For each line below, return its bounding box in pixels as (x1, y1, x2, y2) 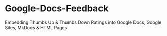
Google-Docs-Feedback (5, 3, 109, 14)
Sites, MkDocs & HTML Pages (5, 24, 68, 30)
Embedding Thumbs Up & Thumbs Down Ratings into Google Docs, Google (5, 19, 162, 25)
